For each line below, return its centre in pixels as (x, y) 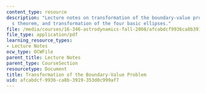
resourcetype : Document (37, 69)
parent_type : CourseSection (42, 63)
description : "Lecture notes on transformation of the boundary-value (98, 18)
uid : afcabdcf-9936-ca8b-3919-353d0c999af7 (63, 80)
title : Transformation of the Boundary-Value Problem (77, 75)
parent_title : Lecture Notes (44, 58)
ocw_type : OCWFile (30, 52)
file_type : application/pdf (42, 35)
